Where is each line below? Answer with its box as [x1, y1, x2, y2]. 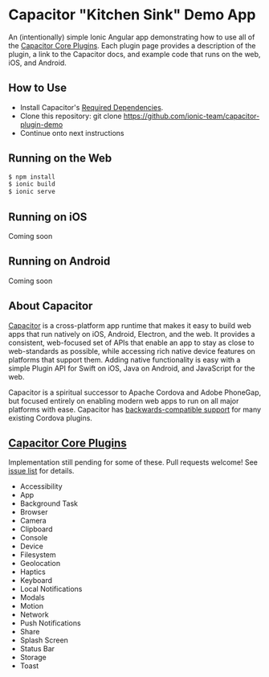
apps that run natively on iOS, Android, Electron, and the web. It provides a [8, 329, 255, 338]
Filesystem [19, 550, 56, 560]
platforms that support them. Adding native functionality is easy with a [8, 355, 241, 364]
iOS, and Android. [8, 58, 67, 68]
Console [19, 533, 48, 543]
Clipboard [19, 524, 53, 534]
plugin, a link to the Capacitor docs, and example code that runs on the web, [8, 49, 261, 59]
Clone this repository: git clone [19, 111, 122, 121]
